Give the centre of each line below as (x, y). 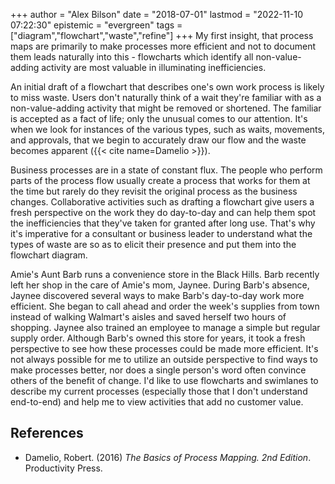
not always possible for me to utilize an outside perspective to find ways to (164, 359)
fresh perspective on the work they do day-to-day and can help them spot (163, 212)
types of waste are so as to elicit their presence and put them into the (153, 244)
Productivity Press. (63, 468)
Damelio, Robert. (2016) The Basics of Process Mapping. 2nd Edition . (168, 457)
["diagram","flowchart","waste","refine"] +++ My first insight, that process (162, 35)
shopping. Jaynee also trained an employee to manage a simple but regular (165, 327)
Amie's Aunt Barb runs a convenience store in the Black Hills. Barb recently (165, 274)
